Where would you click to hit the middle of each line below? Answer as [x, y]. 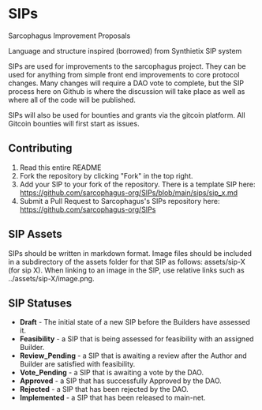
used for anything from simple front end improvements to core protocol [124, 74]
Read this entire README [60, 167]
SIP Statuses [40, 303]
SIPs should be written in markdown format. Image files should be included [130, 253]
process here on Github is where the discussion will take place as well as [127, 91]
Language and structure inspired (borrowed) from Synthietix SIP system [125, 51]
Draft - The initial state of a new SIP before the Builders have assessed [135, 322]
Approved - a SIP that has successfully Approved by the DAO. [121, 381]
